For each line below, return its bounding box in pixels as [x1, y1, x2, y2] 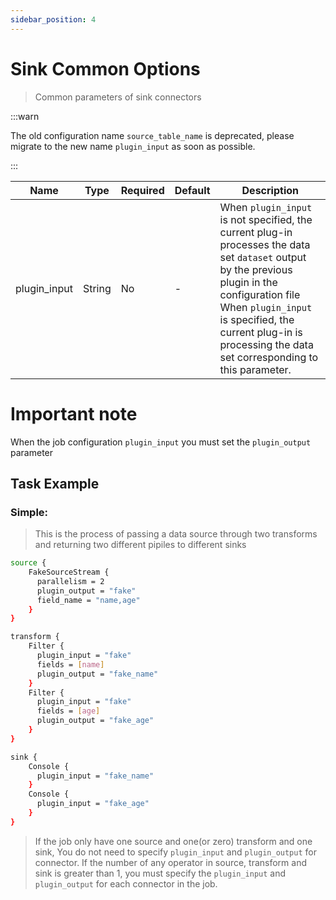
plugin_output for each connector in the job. [34, 877, 218, 890]
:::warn [10, 110, 40, 122]
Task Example [10, 475, 100, 492]
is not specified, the [219, 212, 313, 226]
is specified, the [219, 312, 295, 326]
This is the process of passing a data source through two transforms [34, 528, 318, 540]
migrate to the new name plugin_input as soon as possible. [10, 140, 256, 152]
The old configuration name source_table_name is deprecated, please [10, 129, 295, 141]
